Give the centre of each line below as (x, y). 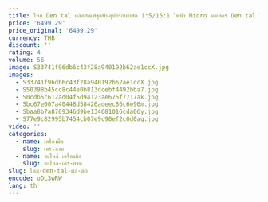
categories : (28, 134)
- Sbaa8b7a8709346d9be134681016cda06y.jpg (87, 112)
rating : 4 (25, 52)
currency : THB (32, 38)
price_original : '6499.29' (53, 30)
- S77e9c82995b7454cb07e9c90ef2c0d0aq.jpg (87, 119)
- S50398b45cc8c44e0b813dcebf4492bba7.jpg (87, 89)
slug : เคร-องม (43, 149)
